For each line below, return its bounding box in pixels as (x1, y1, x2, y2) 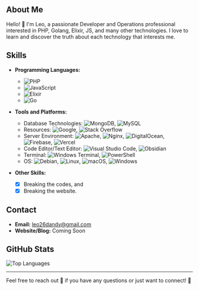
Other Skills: (14, 169, 46, 176)
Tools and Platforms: (14, 108, 67, 115)
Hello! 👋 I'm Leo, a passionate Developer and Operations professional (6, 20, 176, 27)
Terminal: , (23, 151, 101, 158)
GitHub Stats (6, 244, 54, 254)
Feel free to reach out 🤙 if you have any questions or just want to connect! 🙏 (6, 277, 191, 284)
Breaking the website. (23, 187, 77, 194)
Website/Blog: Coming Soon (14, 227, 86, 234)
